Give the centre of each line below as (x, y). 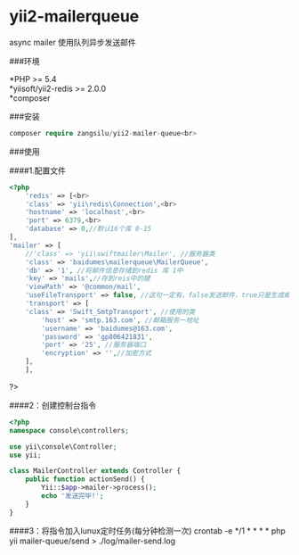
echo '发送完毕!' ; (73, 496)
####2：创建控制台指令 (53, 405)
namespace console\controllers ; (69, 430)
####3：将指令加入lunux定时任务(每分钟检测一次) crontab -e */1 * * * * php (148, 530)
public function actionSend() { (85, 479)
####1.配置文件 (38, 170)
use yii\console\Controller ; (63, 447)
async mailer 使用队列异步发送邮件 (73, 42)
